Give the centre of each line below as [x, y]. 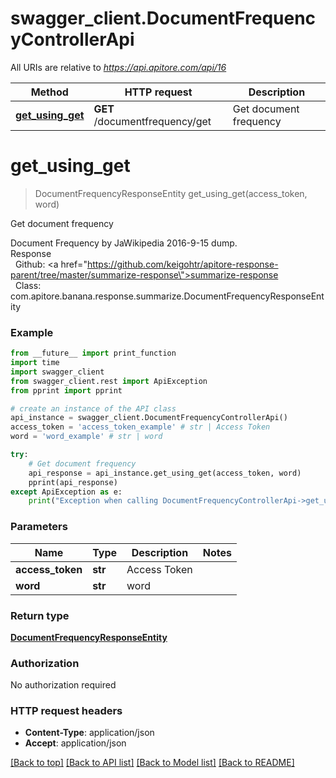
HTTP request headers [66, 711]
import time [35, 363]
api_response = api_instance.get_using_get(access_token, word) [165, 473]
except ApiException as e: [66, 492]
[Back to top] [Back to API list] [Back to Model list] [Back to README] [152, 763]
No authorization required [63, 685]
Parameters [39, 527]
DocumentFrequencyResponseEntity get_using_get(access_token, [171, 193]
